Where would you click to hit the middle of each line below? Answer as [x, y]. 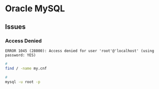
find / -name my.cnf [26, 68]
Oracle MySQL [35, 9]
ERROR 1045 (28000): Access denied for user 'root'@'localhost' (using [79, 51]
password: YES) [21, 55]
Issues [15, 27]
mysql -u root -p [23, 82]
